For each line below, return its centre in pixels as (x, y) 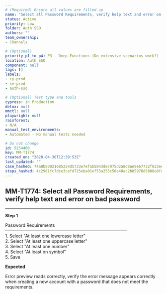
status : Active (21, 19)
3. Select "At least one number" (37, 247)
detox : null (17, 107)
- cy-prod (15, 79)
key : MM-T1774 (20, 152)
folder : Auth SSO (23, 28)
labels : (13, 74)
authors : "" (17, 33)
